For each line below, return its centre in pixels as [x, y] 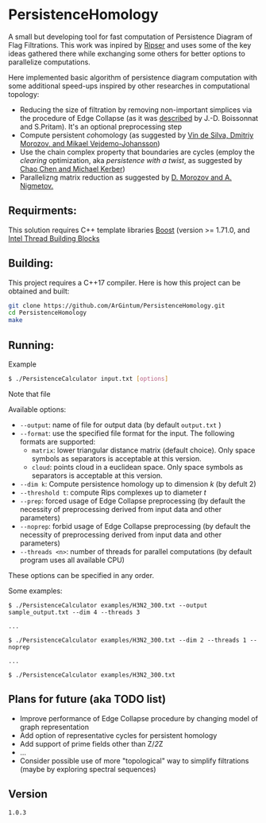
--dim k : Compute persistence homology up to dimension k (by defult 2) [138, 483]
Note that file [29, 394]
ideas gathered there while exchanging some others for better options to [127, 53]
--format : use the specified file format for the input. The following [127, 433]
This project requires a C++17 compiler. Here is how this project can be [124, 282]
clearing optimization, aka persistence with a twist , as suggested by [131, 160]
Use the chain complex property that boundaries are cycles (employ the [137, 152]
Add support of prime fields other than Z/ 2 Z [91, 743]
